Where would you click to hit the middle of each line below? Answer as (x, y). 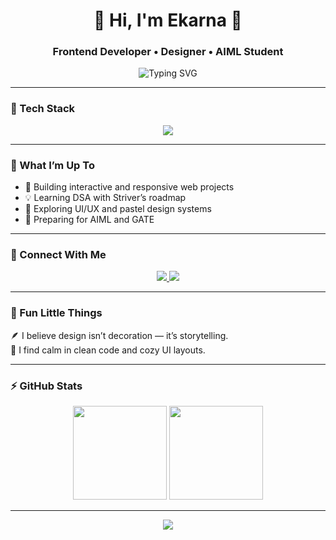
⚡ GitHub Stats (46, 386)
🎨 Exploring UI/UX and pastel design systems (118, 209)
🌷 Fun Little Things (56, 313)
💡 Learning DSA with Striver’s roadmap (105, 198)
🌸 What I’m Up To (52, 165)
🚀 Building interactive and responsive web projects (129, 187)
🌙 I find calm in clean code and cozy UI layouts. (108, 350)
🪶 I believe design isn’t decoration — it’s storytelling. (119, 335)
